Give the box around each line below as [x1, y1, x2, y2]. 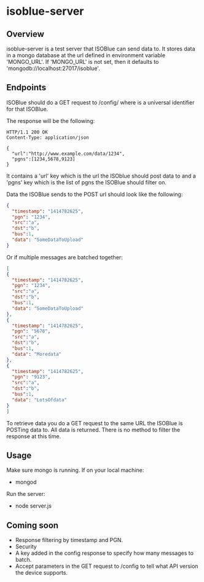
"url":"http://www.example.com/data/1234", [12, 151, 125, 157]
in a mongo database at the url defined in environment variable [6, 52, 166, 59]
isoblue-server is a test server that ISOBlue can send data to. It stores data [6, 45, 195, 52]
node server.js [15, 502, 52, 509]
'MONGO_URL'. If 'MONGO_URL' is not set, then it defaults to [6, 58, 159, 65]
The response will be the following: [6, 117, 95, 124]
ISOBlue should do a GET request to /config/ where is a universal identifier [6, 98, 195, 106]
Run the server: [6, 490, 45, 498]
